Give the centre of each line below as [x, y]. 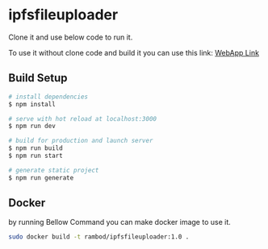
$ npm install [32, 104]
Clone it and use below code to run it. [71, 37]
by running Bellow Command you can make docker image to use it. [120, 222]
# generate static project [54, 170]
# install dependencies [48, 97]
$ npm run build [36, 148]
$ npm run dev [32, 127]
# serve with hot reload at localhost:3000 [83, 118]
